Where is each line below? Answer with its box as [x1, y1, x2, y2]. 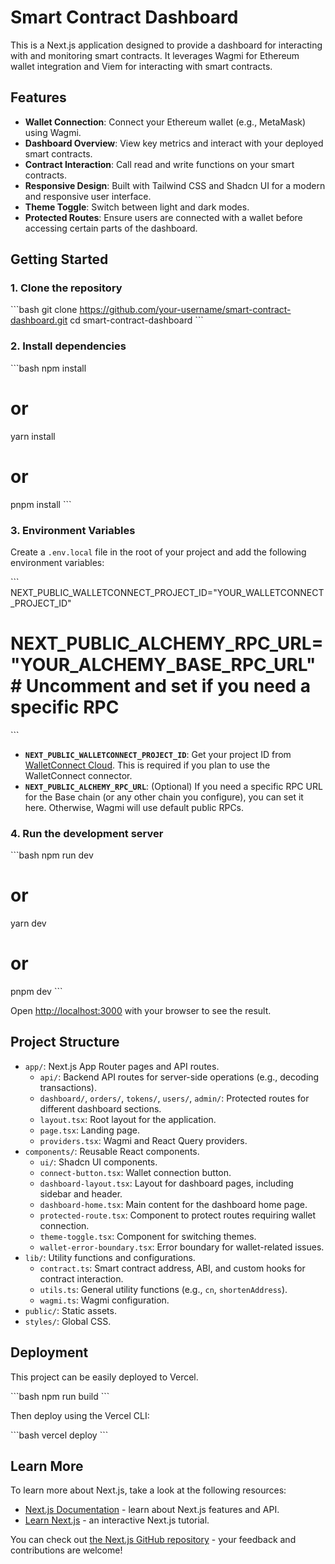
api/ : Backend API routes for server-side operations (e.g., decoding [39, 1071, 320, 1083]
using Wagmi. [24, 126, 82, 138]
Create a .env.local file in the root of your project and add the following [10, 546, 307, 558]
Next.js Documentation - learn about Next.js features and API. [24, 1504, 280, 1516]
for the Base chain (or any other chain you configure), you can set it [24, 791, 304, 803]
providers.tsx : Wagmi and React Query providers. [39, 1134, 248, 1146]
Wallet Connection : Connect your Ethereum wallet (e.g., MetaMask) [24, 116, 307, 128]
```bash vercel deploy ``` [10, 1429, 109, 1441]
